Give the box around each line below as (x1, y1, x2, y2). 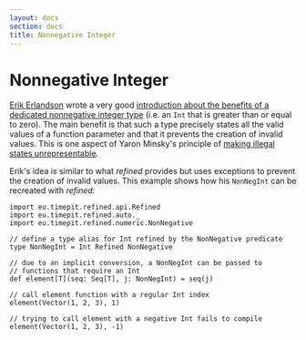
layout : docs (9, 13, 59, 23)
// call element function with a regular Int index (9, 291, 209, 300)
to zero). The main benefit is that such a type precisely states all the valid (9, 119, 284, 130)
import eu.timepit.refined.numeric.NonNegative (9, 219, 194, 228)
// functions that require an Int (9, 266, 141, 276)
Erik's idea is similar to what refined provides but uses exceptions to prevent (9, 166, 296, 177)
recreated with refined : (9, 185, 96, 196)
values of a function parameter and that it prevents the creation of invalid (9, 129, 284, 139)
